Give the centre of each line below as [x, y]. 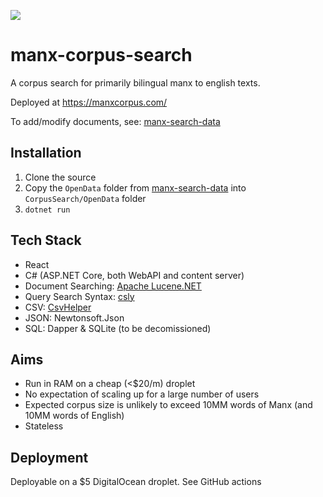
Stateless [44, 426]
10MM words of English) [74, 416]
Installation [46, 153]
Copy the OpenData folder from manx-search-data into [135, 187]
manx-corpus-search [101, 55]
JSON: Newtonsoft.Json [74, 317]
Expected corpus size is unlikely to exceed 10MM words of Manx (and [168, 405]
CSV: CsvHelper [58, 307]
